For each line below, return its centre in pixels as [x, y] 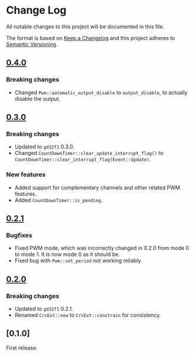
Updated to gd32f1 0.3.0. [44, 147]
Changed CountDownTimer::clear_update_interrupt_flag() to [89, 153]
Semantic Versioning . [32, 44]
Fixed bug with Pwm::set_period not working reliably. [78, 261]
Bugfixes [19, 235]
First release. [22, 348]
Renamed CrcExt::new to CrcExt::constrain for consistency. [88, 315]
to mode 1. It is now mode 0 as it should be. [67, 255]
